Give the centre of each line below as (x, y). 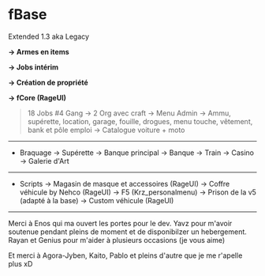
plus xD (21, 263)
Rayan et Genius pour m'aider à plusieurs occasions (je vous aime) (117, 240)
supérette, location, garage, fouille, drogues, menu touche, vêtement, (140, 121)
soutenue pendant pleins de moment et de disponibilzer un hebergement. (127, 232)
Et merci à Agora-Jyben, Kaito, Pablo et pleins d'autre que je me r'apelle (125, 255)
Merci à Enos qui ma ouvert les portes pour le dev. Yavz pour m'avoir (120, 223)
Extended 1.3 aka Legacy (49, 36)
